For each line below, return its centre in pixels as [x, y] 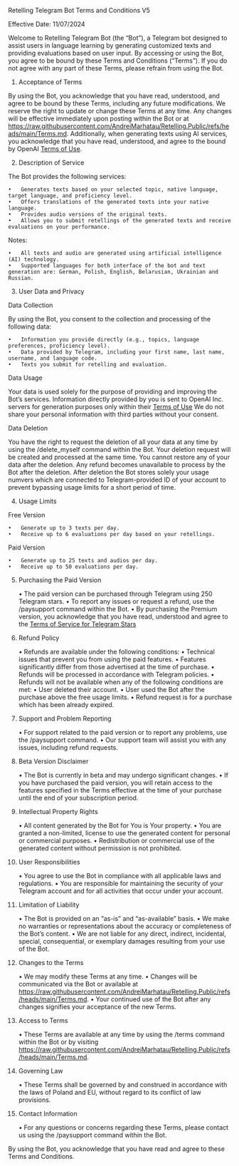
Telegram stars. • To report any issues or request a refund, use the [116, 601]
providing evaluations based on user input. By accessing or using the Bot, [116, 53]
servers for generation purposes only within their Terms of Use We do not [116, 407]
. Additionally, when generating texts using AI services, [147, 134]
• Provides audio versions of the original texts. [88, 215]
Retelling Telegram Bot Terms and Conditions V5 [79, 10]
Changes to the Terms [51, 963]
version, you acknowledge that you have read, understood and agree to [123, 616]
